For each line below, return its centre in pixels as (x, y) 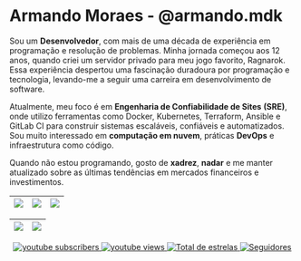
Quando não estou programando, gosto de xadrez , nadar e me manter (141, 162)
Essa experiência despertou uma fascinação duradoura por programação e (150, 70)
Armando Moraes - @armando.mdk (146, 16)
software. (27, 89)
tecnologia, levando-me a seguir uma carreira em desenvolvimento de (141, 79)
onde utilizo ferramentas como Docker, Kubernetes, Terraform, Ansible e (145, 116)
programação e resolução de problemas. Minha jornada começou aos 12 (145, 50)
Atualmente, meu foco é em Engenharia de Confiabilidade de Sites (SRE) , (148, 106)
